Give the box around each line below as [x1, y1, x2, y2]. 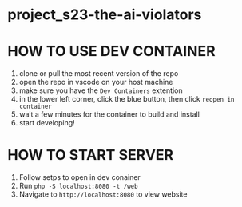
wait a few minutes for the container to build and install [18, 109, 200, 119]
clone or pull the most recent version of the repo [18, 69, 179, 78]
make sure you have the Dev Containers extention [18, 86, 183, 95]
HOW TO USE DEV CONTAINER [7, 42, 216, 61]
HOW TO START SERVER [7, 146, 173, 165]
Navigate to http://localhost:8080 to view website [18, 189, 188, 199]
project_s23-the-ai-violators [7, 6, 202, 24]
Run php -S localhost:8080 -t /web [18, 181, 138, 191]
